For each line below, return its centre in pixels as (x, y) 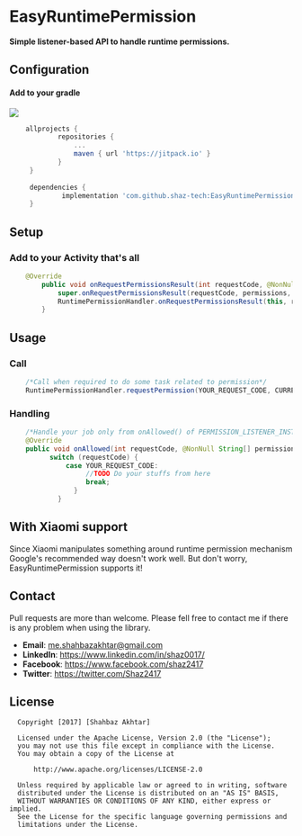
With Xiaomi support (69, 527)
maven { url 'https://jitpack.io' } (142, 154)
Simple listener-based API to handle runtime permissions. (120, 41)
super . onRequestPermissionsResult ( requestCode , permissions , (174, 293)
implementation (90, 195)
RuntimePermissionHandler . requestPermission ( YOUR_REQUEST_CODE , (148, 390)
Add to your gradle (45, 93)
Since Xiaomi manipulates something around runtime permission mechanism (151, 548)
